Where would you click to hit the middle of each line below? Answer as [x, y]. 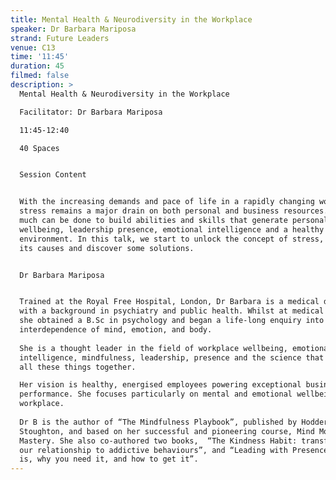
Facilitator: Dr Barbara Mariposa [91, 112]
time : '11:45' [40, 57]
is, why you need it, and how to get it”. [109, 459]
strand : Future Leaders [60, 38]
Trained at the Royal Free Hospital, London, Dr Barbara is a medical [169, 302]
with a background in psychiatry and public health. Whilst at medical [172, 311]
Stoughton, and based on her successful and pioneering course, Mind [167, 431]
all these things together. [78, 367]
